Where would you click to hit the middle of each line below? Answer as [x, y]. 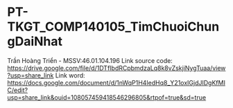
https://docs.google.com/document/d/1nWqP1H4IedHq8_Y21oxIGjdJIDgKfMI [116, 82]
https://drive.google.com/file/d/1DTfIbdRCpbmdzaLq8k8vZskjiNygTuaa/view [116, 68]
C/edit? [18, 90]
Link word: [70, 75]
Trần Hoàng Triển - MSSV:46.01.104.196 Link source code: [90, 60]
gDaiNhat [35, 42]
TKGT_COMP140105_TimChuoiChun [113, 27]
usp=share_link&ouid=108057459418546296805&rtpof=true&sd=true [107, 97]
